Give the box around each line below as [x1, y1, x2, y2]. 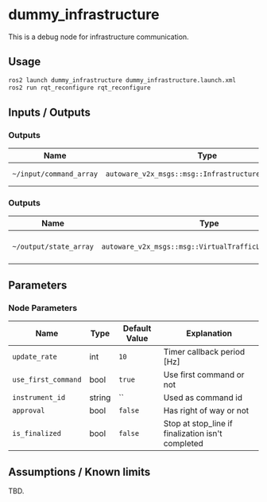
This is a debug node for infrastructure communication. [8, 32, 189, 41]
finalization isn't [163, 428, 222, 439]
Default [122, 323, 152, 334]
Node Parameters [8, 302, 78, 313]
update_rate [12, 352, 58, 362]
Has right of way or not [163, 405, 250, 416]
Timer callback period [163, 347, 246, 358]
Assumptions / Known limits [8, 465, 151, 479]
